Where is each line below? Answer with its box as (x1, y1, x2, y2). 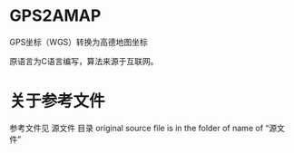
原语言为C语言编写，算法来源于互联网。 (9, 55, 159, 66)
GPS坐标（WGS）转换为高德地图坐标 (9, 36, 148, 47)
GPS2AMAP (9, 5, 102, 26)
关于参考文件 (9, 91, 106, 111)
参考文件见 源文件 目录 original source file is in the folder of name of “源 (9, 122, 278, 133)
